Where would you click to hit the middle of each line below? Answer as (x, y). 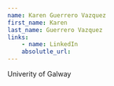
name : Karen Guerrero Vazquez (57, 15)
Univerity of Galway (39, 74)
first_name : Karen (37, 23)
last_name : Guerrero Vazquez (55, 30)
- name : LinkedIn (50, 45)
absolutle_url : (46, 52)
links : (18, 37)
